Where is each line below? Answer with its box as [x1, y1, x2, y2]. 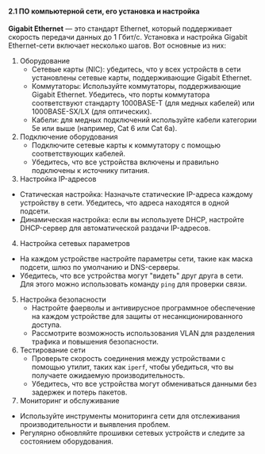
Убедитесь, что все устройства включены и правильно [31, 157, 220, 167]
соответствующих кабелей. [31, 149, 125, 159]
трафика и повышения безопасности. [31, 337, 159, 347]
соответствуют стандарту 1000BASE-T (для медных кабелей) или [31, 98, 255, 108]
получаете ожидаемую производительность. [31, 371, 186, 380]
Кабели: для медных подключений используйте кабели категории [31, 115, 257, 125]
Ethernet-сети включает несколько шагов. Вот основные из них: [8, 40, 226, 51]
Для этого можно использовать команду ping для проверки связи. [19, 279, 248, 289]
